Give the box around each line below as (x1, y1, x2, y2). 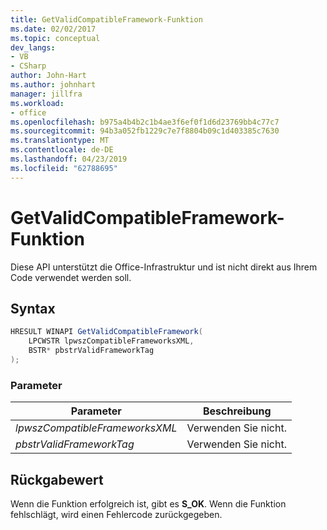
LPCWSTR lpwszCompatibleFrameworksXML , (28, 336, 195, 346)
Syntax (10, 300, 56, 317)
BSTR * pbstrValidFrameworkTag (28, 346, 155, 356)
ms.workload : (10, 98, 65, 108)
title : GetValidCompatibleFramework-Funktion (10, 14, 203, 25)
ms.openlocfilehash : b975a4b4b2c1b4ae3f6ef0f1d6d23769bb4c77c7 (10, 117, 280, 127)
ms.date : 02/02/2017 (10, 24, 97, 34)
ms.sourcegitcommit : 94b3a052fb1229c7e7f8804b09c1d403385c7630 (10, 126, 280, 136)
